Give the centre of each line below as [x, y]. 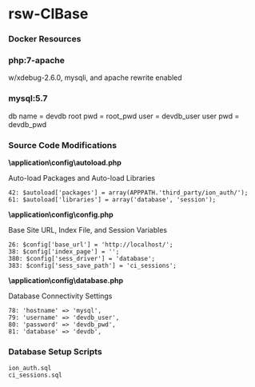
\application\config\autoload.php [65, 162]
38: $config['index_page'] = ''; [64, 252]
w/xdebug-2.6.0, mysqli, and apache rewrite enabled [95, 78]
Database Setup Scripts [55, 351]
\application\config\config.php [61, 214]
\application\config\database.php [66, 280]
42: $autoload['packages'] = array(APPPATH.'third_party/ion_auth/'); [128, 193]
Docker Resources [45, 39]
